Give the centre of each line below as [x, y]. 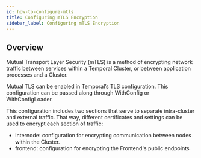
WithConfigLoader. [29, 100]
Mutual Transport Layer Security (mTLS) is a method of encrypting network [100, 62]
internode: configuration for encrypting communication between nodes [103, 136]
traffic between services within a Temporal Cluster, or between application [99, 68]
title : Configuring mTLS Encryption [52, 17]
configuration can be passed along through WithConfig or [78, 93]
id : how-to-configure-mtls [40, 12]
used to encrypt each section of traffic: [55, 124]
